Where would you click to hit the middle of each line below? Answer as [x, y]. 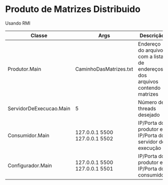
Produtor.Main [24, 69]
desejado [149, 115]
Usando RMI [18, 23]
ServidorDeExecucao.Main [39, 108]
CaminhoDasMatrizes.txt [104, 69]
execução [150, 148]
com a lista [151, 56]
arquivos [148, 81]
